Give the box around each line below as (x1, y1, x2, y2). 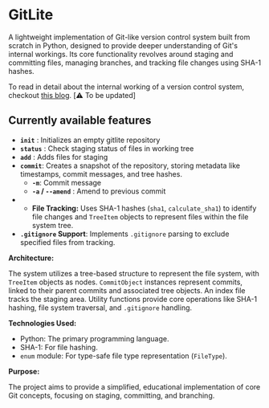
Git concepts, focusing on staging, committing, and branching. (8, 390, 215, 400)
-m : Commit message (31, 177, 102, 187)
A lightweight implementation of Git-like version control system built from (8, 32, 251, 42)
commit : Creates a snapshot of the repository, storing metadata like (19, 161, 241, 170)
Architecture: (8, 253, 55, 263)
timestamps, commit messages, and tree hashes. (19, 169, 183, 178)
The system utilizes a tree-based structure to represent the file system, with (8, 268, 259, 278)
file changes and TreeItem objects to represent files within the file (31, 211, 249, 222)
